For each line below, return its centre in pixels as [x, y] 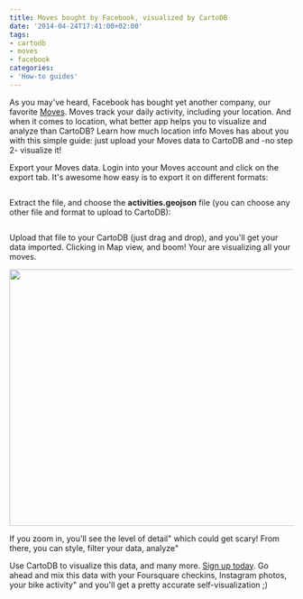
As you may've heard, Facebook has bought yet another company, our [140, 102]
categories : [32, 69]
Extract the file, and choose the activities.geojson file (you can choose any [150, 202]
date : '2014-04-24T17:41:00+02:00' [76, 26]
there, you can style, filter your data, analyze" [94, 548]
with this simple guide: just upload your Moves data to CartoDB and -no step [151, 140]
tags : [19, 34]
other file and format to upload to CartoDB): [90, 212]
